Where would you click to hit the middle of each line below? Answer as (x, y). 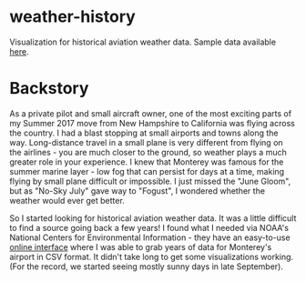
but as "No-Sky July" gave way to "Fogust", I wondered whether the (138, 191)
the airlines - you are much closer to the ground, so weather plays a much (148, 152)
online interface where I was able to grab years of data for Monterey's (141, 246)
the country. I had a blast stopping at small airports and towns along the (144, 133)
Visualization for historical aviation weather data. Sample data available (143, 42)
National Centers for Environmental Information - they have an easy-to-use (150, 237)
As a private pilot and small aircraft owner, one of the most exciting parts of (151, 113)
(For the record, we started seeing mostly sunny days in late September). (147, 266)
